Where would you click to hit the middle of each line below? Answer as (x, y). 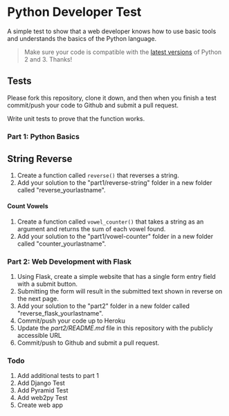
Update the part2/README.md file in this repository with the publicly (115, 328)
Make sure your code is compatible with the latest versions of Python (123, 52)
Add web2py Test (42, 398)
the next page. (38, 298)
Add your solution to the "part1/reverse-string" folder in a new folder (114, 183)
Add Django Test (41, 383)
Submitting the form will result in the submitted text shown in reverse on (120, 291)
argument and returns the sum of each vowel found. (91, 228)
